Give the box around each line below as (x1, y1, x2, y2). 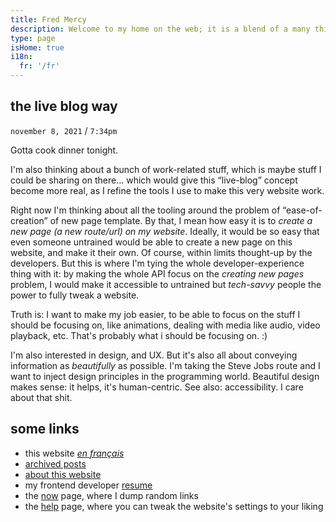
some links (10, 421, 80, 438)
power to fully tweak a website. (10, 289, 140, 301)
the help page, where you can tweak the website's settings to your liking (24, 500, 324, 512)
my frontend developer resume (24, 479, 153, 491)
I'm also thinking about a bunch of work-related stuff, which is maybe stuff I (10, 163, 322, 175)
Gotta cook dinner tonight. (10, 144, 119, 156)
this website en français (24, 447, 125, 459)
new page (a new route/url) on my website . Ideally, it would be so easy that (10, 225, 320, 237)
